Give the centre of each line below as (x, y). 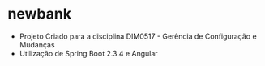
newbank (40, 14)
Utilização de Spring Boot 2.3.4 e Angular (89, 53)
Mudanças (37, 44)
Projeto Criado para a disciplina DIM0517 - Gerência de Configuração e (138, 36)
